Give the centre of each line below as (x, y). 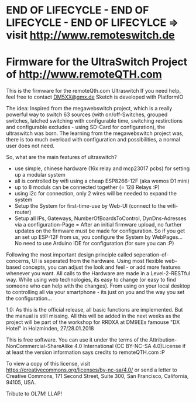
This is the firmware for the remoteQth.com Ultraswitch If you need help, (94, 91)
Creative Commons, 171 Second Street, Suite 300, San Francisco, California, (97, 376)
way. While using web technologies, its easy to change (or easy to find (91, 280)
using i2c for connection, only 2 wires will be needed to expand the (96, 194)
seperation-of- (151, 255)
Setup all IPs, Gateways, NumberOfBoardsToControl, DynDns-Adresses (100, 218)
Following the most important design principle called (69, 255)
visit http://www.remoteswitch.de (91, 35)
